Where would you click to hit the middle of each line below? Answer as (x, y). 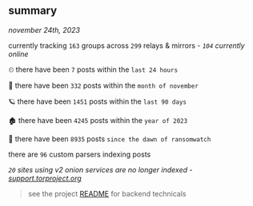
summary (33, 11)
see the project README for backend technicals (107, 193)
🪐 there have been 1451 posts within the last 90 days (97, 101)
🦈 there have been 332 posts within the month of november (103, 85)
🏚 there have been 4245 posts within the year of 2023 (98, 120)
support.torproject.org (45, 178)
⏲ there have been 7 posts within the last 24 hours (93, 69)
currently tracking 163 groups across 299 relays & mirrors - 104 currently (127, 46)
